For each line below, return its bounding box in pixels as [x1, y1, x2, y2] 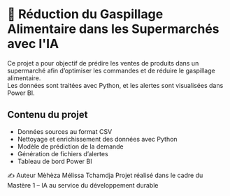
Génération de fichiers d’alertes [17, 149, 108, 158]
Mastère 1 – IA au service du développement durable [7, 181, 159, 189]
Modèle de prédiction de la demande [17, 142, 124, 151]
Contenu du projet [7, 109, 88, 121]
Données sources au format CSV [17, 127, 113, 135]
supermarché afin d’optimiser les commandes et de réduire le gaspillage [7, 66, 215, 75]
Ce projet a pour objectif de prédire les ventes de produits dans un [7, 59, 199, 67]
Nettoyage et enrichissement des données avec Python [17, 135, 178, 143]
